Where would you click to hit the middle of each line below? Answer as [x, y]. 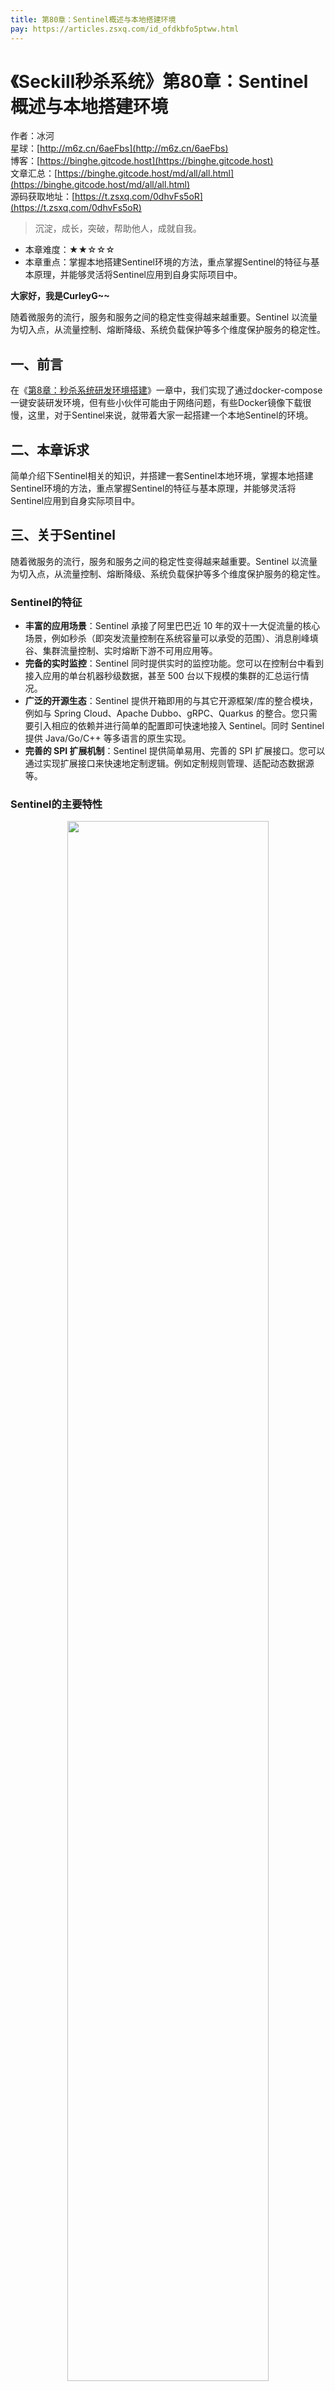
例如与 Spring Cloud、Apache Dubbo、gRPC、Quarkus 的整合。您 [162, 713]
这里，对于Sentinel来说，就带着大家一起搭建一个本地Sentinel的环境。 [170, 415]
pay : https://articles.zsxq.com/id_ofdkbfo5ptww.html [125, 29]
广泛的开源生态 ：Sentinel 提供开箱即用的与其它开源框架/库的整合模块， [171, 701]
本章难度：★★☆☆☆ [69, 250]
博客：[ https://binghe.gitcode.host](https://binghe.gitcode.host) [142, 161]
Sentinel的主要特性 [56, 804]
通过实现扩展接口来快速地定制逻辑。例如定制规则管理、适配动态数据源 [169, 763]
